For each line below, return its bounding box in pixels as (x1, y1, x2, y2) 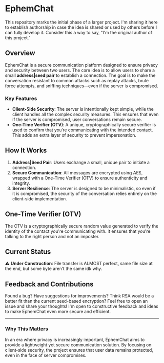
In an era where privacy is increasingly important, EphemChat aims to (5, 337, 145, 342)
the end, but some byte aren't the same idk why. (5, 266, 102, 272)
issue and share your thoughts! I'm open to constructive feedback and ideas (5, 303, 159, 309)
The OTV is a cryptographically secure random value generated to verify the (5, 223, 159, 229)
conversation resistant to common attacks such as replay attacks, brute (5, 77, 149, 83)
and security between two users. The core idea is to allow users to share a (5, 67, 155, 73)
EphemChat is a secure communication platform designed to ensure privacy (5, 62, 158, 68)
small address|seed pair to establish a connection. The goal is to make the (5, 72, 156, 78)
